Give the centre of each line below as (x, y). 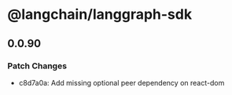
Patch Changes (37, 66)
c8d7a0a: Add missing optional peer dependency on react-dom (122, 82)
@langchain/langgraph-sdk (100, 15)
